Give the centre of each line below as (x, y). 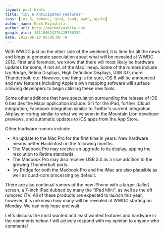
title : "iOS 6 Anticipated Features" (44, 14)
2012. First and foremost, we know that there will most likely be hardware (80, 62)
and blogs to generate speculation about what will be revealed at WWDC (79, 57)
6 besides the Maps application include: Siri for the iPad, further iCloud (78, 103)
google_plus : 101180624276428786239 (43, 33)
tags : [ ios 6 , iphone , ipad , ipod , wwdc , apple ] (56, 19)
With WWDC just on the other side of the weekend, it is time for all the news (82, 51)
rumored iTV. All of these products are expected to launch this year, (74, 195)
